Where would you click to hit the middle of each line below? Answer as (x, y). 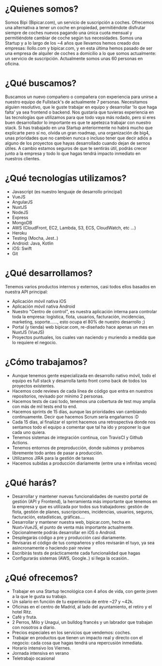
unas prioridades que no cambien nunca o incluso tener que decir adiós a (79, 138)
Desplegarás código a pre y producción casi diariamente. (69, 537)
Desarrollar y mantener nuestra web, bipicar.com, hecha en (71, 522)
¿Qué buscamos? (41, 83)
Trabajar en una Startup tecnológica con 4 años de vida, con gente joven (85, 591)
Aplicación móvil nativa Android (44, 306)
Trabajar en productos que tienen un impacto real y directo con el (77, 637)
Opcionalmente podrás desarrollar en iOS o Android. (64, 532)
